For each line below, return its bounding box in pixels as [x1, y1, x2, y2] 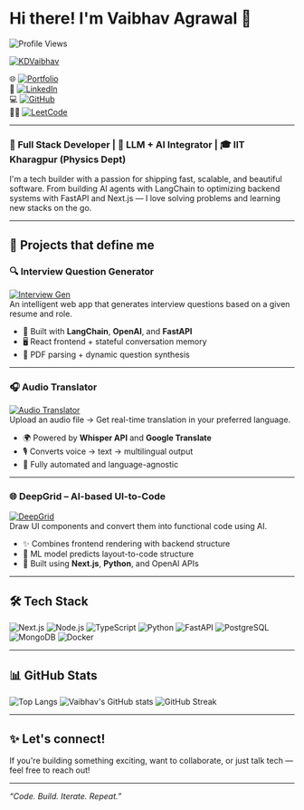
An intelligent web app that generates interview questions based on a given [9, 298, 290, 309]
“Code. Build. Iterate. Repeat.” [9, 790, 122, 801]
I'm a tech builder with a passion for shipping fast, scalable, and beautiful [9, 174, 282, 185]
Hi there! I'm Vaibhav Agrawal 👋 [9, 8, 252, 29]
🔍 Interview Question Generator [9, 265, 155, 277]
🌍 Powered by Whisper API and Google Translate [22, 432, 213, 443]
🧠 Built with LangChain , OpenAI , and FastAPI [22, 325, 193, 336]
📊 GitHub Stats [9, 668, 98, 683]
